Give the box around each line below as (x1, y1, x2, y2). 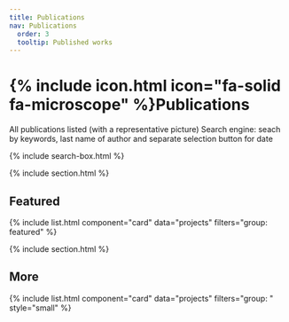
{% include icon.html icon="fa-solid (9, 76, 281, 96)
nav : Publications (9, 21, 77, 30)
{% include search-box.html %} (9, 151, 125, 161)
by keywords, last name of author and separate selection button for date (9, 134, 273, 145)
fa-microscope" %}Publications (9, 95, 250, 115)
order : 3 (17, 29, 50, 38)
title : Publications (9, 12, 86, 22)
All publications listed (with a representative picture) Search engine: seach (9, 124, 281, 135)
